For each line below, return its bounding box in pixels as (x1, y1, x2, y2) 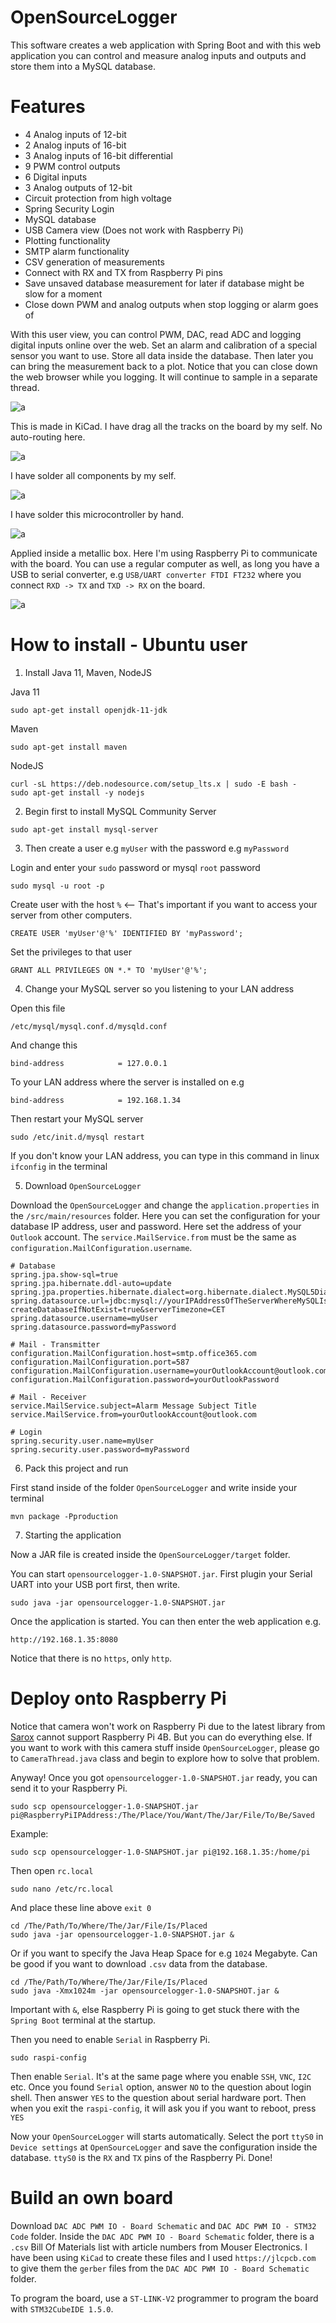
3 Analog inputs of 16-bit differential (24, 149, 173, 161)
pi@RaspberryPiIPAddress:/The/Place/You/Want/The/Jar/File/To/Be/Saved (10, 1810, 315, 1820)
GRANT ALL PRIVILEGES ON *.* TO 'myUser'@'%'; (10, 965, 208, 975)
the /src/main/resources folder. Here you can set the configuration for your (10, 1209, 321, 1221)
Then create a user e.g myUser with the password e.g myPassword (24, 842, 290, 854)
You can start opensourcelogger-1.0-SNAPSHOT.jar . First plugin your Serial (10, 1567, 313, 1580)
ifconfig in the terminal (10, 1160, 108, 1172)
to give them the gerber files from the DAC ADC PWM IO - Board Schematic (10, 2262, 310, 2274)
